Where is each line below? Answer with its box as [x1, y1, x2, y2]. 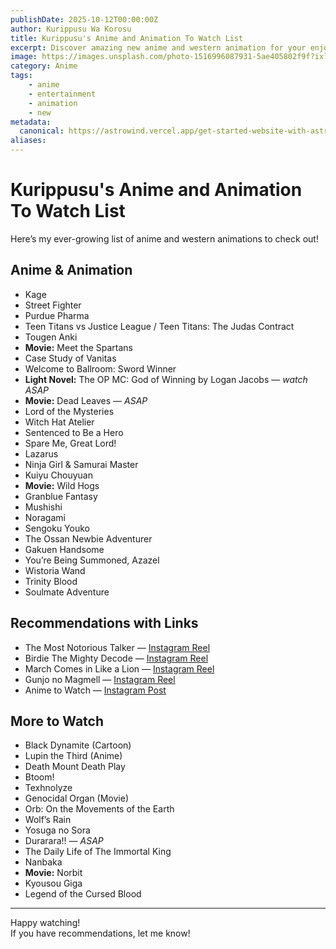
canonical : [19, 126, 65, 136]
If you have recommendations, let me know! [10, 927, 191, 940]
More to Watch [10, 712, 104, 730]
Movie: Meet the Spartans [24, 341, 133, 353]
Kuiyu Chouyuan [24, 469, 93, 481]
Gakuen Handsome [24, 543, 105, 555]
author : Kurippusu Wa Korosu [10, 24, 132, 34]
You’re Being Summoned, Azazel [24, 554, 160, 566]
